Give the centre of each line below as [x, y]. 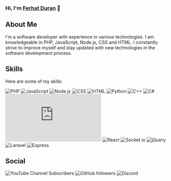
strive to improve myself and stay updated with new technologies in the [80, 47]
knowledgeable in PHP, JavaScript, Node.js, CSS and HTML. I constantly [82, 42]
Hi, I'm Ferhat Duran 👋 [33, 8]
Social [15, 161]
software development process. [39, 53]
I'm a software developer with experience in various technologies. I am [80, 37]
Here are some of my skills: [34, 81]
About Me [21, 25]
